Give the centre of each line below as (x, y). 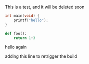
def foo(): (16, 33)
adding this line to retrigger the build (41, 56)
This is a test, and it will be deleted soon (45, 7)
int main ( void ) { (22, 16)
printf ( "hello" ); (31, 20)
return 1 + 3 (25, 38)
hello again (16, 47)
